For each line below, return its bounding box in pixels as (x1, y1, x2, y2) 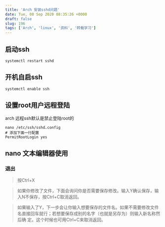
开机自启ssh (5, 73, 43, 81)
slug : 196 (5, 21, 26, 26)
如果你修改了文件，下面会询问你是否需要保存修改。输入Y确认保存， (17, 188, 155, 194)
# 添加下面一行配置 (5, 130, 40, 135)
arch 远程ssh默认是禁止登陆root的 (5, 115, 74, 121)
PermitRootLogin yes (5, 134, 48, 140)
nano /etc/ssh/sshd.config (5, 125, 61, 130)
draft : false (5, 16, 32, 21)
